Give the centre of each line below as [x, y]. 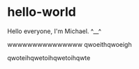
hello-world [42, 12]
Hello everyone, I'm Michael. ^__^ [54, 31]
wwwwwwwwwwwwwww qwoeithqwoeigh [69, 44]
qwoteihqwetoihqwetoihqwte [49, 58]
